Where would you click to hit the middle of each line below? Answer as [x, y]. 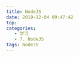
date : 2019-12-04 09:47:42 [40, 17]
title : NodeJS [24, 12]
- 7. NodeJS [29, 39]
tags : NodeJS [22, 45]
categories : [21, 28]
